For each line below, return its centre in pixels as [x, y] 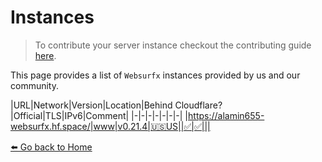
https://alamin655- [226, 115]
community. [34, 85]
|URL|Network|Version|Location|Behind [91, 105]
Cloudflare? [198, 105]
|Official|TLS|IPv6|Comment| [70, 115]
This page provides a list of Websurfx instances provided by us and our [155, 75]
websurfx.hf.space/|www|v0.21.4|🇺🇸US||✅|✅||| [110, 126]
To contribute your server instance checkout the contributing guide [173, 45]
